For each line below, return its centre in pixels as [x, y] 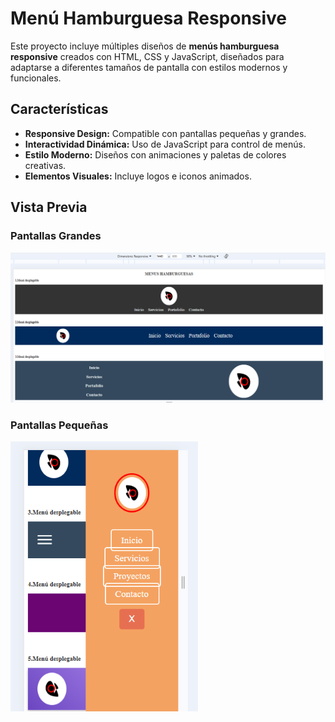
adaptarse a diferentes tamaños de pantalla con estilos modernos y [149, 67]
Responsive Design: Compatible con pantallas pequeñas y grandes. [165, 133]
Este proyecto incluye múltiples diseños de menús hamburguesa [145, 46]
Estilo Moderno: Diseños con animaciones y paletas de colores [155, 154]
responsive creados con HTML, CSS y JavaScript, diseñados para [147, 56]
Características [59, 109]
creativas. [45, 165]
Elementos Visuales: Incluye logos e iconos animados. [138, 176]
